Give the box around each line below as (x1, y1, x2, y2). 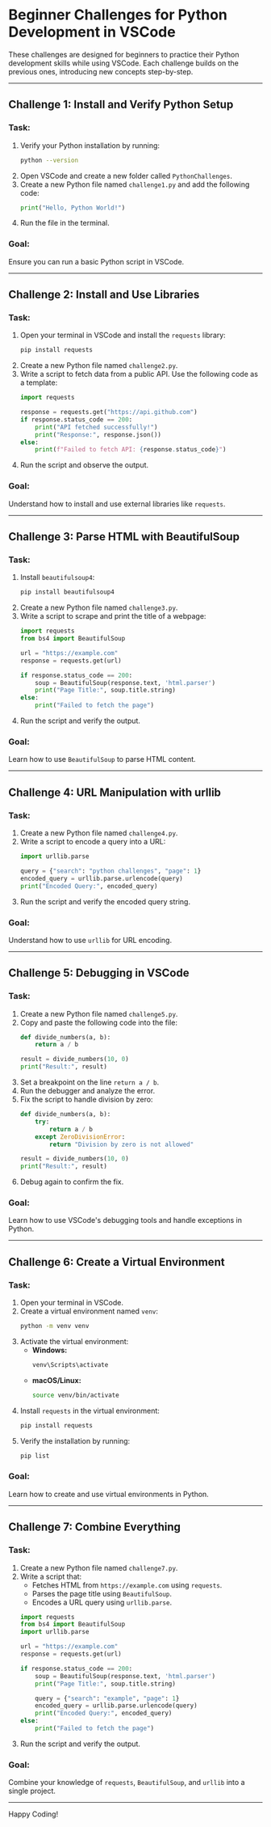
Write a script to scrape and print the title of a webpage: (19, 611, 206, 621)
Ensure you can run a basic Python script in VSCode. (8, 256, 185, 266)
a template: (19, 378, 58, 387)
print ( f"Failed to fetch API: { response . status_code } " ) (35, 446, 227, 454)
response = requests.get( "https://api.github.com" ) (19, 408, 198, 417)
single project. (8, 1786, 56, 1796)
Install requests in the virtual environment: (19, 1406, 160, 1415)
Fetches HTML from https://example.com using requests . (31, 1580, 223, 1590)
